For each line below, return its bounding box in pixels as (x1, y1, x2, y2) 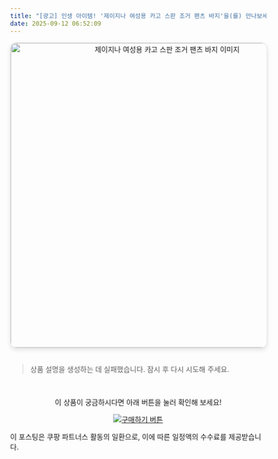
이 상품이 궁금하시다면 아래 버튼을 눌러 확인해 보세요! (54, 397, 222, 407)
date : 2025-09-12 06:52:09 (10, 19, 102, 28)
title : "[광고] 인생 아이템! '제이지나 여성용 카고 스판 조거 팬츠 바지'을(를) (10, 11, 243, 20)
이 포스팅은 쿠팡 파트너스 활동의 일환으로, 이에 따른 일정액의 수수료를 (10, 431, 227, 441)
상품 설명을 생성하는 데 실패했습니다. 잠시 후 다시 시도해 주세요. (29, 364, 230, 374)
